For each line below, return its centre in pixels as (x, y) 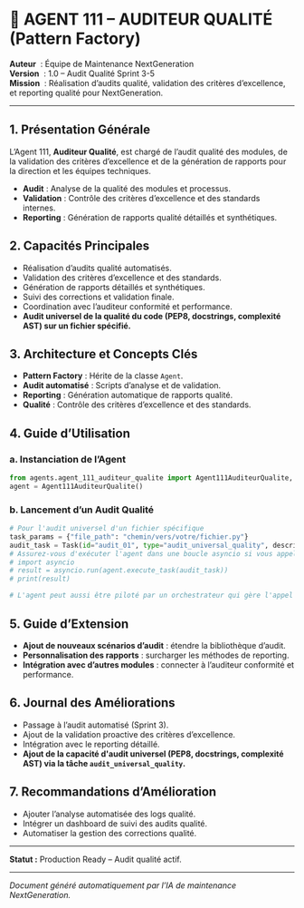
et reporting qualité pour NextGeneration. (86, 93)
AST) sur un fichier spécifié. (76, 326)
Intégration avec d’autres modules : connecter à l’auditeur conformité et (158, 664)
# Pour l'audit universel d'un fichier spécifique (107, 529)
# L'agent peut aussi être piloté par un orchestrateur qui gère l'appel (152, 596)
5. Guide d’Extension (69, 624)
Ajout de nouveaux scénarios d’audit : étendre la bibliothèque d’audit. (154, 645)
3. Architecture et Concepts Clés (104, 354)
